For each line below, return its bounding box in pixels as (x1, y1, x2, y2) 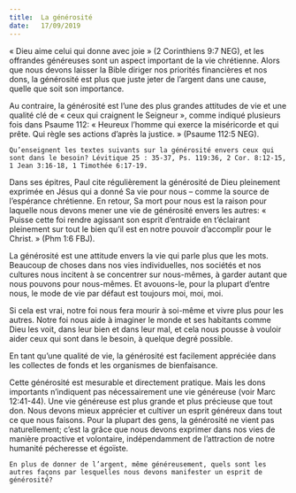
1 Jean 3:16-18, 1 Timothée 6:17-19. (9, 161, 148, 170)
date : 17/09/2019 (9, 21, 81, 30)
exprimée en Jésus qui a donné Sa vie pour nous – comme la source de (9, 186, 269, 196)
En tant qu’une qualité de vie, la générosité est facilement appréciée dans (9, 350, 277, 361)
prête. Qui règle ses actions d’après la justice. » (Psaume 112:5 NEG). (9, 128, 260, 139)
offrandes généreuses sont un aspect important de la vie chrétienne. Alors (9, 55, 280, 65)
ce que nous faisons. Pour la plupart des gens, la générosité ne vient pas (9, 414, 275, 425)
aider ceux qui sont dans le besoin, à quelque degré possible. (9, 333, 233, 343)
